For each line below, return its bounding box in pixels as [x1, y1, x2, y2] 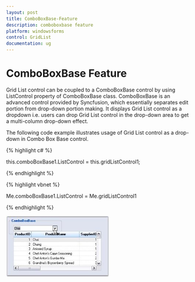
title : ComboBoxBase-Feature [6, 15, 78, 22]
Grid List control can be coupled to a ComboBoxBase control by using [6, 86, 176, 93]
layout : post [6, 9, 38, 15]
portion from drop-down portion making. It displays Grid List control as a [6, 105, 182, 112]
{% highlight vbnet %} [6, 181, 60, 188]
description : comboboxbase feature [6, 22, 94, 28]
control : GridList [6, 34, 51, 41]
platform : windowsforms [6, 28, 65, 34]
